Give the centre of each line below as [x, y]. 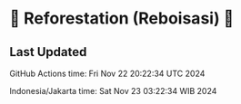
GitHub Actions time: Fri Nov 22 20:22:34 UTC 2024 [107, 73]
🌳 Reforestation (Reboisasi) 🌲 [122, 19]
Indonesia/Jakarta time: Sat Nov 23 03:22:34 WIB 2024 [113, 91]
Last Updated [48, 52]
